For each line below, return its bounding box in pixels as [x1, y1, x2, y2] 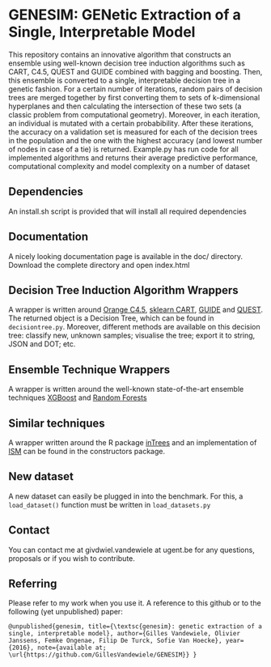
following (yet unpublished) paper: [8, 607, 123, 617]
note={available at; [37, 644, 107, 652]
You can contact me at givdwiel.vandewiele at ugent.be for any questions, [8, 545, 255, 554]
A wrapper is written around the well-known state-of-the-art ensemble [8, 384, 244, 394]
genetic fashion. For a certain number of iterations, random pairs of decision [8, 83, 263, 94]
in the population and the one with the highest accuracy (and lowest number [8, 135, 263, 145]
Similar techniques [8, 416, 105, 430]
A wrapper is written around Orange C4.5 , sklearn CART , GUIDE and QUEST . [8, 305, 264, 315]
